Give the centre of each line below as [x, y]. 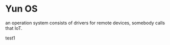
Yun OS [21, 9]
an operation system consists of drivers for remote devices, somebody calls [85, 23]
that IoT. [14, 28]
